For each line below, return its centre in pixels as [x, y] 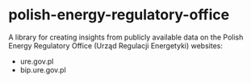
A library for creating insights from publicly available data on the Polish [126, 37]
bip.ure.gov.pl [43, 69]
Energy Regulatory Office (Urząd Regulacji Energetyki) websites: [116, 45]
